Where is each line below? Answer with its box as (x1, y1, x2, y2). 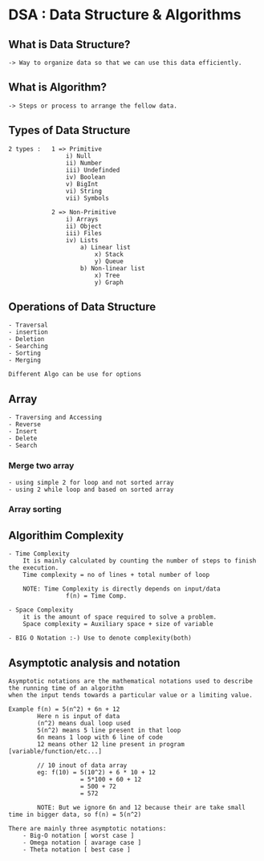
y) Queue (94, 257, 124, 266)
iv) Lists (65, 236, 99, 244)
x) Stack (94, 250, 124, 258)
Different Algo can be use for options (8, 371, 142, 379)
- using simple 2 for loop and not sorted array (8, 478, 174, 486)
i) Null (65, 152, 91, 160)
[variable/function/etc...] (8, 748, 103, 756)
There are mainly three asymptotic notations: (8, 825, 167, 833)
